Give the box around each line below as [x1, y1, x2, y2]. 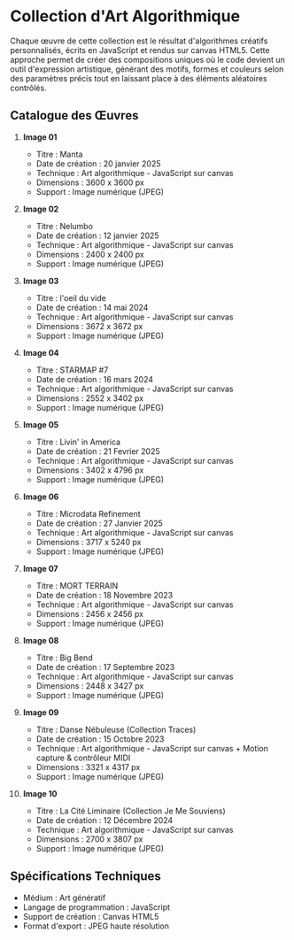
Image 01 [22, 131, 58, 143]
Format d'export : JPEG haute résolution [22, 921, 170, 931]
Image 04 [22, 347, 60, 358]
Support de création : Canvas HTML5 [22, 911, 159, 921]
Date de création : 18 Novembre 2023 [35, 589, 174, 600]
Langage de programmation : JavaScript [22, 901, 171, 913]
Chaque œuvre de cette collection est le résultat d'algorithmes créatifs [10, 35, 268, 46]
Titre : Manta [35, 149, 83, 159]
